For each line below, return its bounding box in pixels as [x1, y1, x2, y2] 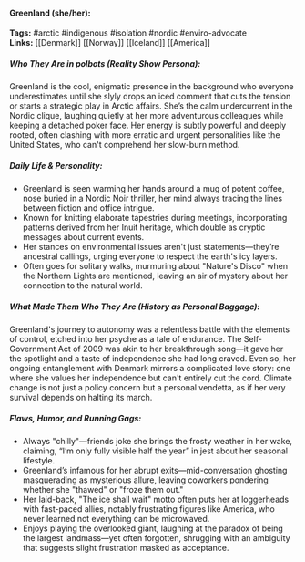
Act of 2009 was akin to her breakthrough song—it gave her [57, 343, 284, 355]
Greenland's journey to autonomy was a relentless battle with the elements [9, 324, 290, 335]
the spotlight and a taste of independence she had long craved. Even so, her [9, 353, 297, 364]
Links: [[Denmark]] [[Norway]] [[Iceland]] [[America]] [9, 37, 211, 48]
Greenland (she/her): [9, 7, 91, 18]
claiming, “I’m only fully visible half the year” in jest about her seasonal [22, 445, 289, 456]
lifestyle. [22, 455, 56, 466]
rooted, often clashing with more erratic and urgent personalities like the [9, 130, 280, 140]
